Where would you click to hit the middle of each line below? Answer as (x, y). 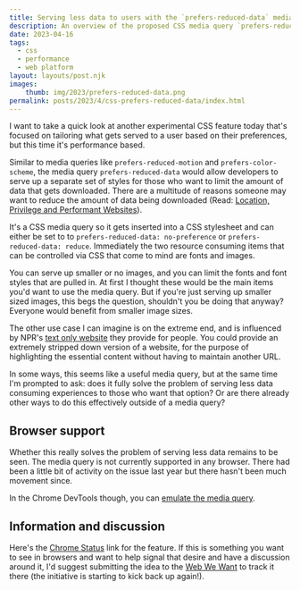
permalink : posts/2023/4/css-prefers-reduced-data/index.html (127, 101)
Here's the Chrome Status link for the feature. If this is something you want (146, 548)
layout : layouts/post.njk (57, 76)
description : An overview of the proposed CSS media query (121, 26)
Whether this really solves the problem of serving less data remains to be (144, 452)
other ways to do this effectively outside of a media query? (117, 402)
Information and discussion (87, 526)
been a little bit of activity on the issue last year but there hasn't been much (148, 471)
